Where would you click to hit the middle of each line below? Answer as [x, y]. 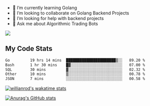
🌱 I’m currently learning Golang [45, 8]
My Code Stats [29, 49]
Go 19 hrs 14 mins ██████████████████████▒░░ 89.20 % [75, 60]
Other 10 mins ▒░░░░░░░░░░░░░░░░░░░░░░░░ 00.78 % [75, 74]
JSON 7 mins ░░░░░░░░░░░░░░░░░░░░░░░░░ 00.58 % [75, 79]
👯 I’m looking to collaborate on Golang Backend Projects [71, 13]
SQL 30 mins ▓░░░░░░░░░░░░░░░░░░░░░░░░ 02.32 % [75, 69]
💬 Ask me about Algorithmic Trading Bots [55, 23]
